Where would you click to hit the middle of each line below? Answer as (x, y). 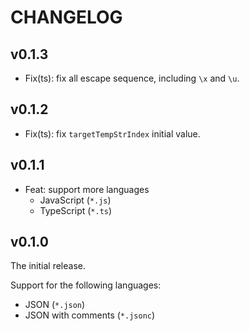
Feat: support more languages (87, 189)
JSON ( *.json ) (55, 305)
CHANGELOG (66, 17)
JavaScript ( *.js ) (75, 200)
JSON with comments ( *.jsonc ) (90, 315)
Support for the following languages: (86, 285)
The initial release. (48, 266)
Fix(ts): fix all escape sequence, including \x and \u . (132, 78)
